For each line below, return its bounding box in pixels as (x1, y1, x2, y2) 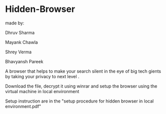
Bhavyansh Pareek (5, 58, 44, 64)
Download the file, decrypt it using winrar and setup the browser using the (5, 83, 158, 89)
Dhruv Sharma (5, 29, 35, 35)
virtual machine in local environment (5, 88, 80, 94)
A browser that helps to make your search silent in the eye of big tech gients (5, 68, 162, 74)
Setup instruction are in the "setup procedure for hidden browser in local (5, 98, 154, 104)
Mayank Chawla (5, 39, 38, 45)
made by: (5, 20, 24, 26)
